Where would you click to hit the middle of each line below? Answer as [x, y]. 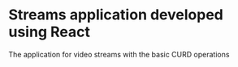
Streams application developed [116, 15]
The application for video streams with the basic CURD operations [119, 54]
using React [50, 32]
